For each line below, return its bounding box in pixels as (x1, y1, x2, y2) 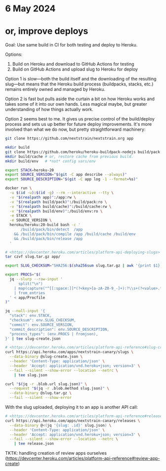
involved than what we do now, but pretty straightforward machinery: (5, 126, 146, 132)
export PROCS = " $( (5, 272, 41, 277)
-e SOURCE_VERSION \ (9, 218, 52, 223)
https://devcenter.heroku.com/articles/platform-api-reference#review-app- (6, 455, 160, 462)
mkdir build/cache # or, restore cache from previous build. (5, 154, 134, 159)
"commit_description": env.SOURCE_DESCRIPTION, (9, 327, 110, 332)
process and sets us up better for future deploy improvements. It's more (5, 121, 152, 127)
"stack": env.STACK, (9, 313, 52, 318)
